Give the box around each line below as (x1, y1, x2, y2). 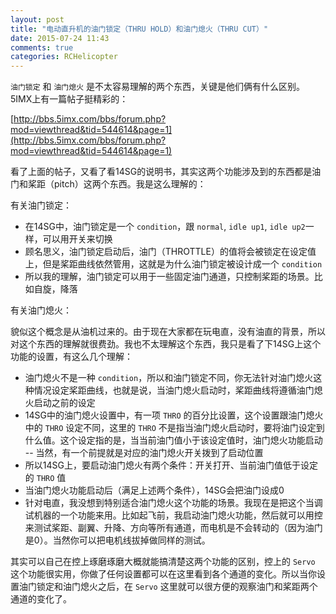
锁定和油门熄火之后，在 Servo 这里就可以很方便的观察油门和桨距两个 (36, 581, 318, 593)
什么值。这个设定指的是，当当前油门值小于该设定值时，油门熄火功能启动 (24, 434, 323, 446)
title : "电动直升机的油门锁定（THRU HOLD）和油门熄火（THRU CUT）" (10, 24, 269, 34)
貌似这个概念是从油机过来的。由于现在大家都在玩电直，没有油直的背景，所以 (10, 326, 326, 338)
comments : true (10, 42, 74, 53)
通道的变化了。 (10, 593, 72, 605)
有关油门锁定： (10, 199, 72, 211)
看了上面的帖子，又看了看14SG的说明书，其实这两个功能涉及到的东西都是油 (10, 166, 322, 178)
